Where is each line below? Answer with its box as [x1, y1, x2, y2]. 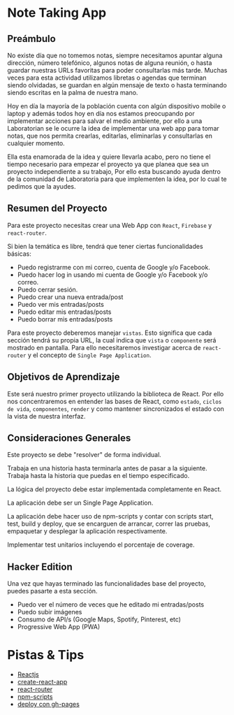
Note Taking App [7, 5, 107, 21]
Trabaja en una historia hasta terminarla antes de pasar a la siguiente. [7, 464, 207, 472]
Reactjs [17, 670, 40, 679]
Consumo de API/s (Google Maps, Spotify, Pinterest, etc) [17, 615, 182, 623]
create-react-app [17, 678, 68, 686]
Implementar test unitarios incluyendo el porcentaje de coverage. [7, 540, 195, 549]
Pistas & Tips [7, 647, 85, 663]
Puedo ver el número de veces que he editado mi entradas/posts [17, 600, 205, 609]
